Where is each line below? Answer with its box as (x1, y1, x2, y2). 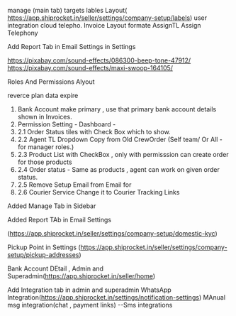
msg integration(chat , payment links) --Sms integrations (7, 301, 173, 309)
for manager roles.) (17, 143, 74, 151)
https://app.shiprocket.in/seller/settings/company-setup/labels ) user (7, 13, 208, 22)
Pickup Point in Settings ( (7, 243, 81, 251)
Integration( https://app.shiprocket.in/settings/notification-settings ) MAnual (7, 293, 225, 301)
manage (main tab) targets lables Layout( (7, 6, 128, 14)
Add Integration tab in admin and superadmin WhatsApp (7, 285, 172, 294)
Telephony (7, 28, 38, 37)
